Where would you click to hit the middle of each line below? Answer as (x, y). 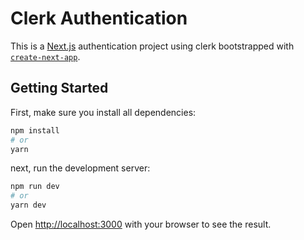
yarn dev (28, 205)
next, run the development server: (80, 168)
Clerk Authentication (99, 18)
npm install (35, 130)
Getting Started (59, 88)
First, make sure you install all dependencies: (103, 112)
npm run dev (35, 187)
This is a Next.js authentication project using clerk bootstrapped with (152, 46)
